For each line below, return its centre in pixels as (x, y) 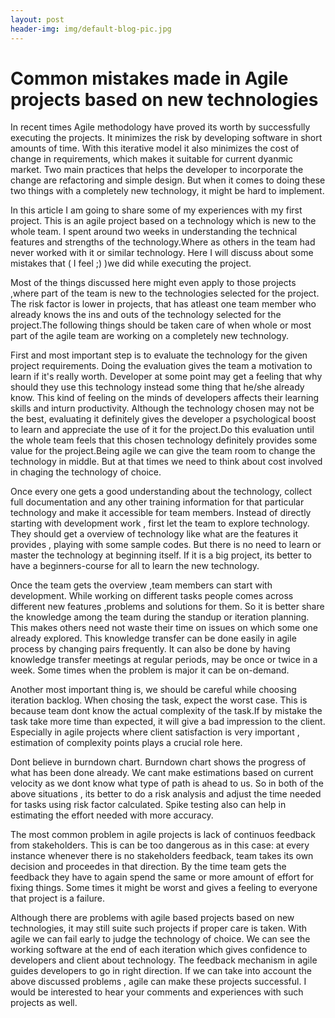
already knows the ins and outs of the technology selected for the (146, 315)
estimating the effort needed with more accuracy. (112, 815)
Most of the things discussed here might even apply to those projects (153, 283)
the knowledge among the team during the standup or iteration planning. (160, 617)
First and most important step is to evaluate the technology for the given (159, 355)
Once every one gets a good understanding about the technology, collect (161, 492)
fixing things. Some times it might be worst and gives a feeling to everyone (164, 888)
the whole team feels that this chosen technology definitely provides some (164, 440)
